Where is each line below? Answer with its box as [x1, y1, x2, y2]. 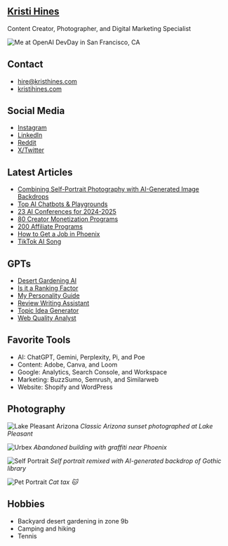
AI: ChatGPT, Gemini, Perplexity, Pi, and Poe [17, 353, 145, 361]
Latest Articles [7, 166, 73, 178]
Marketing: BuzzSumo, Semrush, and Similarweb [17, 375, 159, 383]
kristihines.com [17, 84, 62, 93]
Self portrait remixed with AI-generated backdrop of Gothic [50, 457, 222, 465]
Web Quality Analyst [17, 314, 76, 322]
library [7, 464, 27, 472]
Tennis [17, 531, 37, 540]
